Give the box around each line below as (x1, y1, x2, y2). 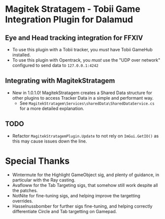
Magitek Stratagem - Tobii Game (5, 3, 140, 15)
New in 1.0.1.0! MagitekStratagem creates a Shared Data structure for (12, 90, 153, 96)
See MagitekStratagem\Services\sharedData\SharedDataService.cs (19, 100, 155, 106)
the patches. (12, 187, 38, 193)
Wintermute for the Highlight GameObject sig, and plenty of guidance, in (12, 172, 159, 178)
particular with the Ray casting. (12, 177, 75, 183)
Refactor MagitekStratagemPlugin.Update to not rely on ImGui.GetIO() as (12, 133, 159, 139)
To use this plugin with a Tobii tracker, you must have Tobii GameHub (12, 47, 153, 52)
